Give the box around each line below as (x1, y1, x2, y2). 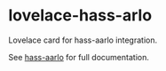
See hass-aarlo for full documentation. (8, 51, 150, 62)
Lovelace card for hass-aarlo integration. (8, 35, 158, 45)
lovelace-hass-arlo (8, 5, 153, 26)
